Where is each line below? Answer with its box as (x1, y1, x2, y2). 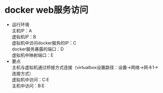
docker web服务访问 (4, 4, 89, 16)
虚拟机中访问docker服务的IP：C (11, 40, 77, 46)
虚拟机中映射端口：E (11, 52, 54, 58)
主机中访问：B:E (11, 83, 45, 89)
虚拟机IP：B (11, 34, 36, 40)
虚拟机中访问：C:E (11, 76, 50, 82)
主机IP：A (11, 27, 33, 33)
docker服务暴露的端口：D (11, 46, 64, 52)
